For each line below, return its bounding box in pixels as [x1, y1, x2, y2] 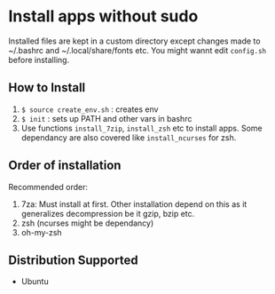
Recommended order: [8, 181, 89, 192]
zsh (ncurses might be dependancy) [20, 218, 154, 228]
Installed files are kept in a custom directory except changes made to [8, 36, 261, 46]
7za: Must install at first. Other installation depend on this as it [20, 198, 247, 210]
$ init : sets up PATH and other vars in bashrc [20, 113, 192, 123]
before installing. [8, 54, 70, 65]
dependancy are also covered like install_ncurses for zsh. [20, 131, 237, 143]
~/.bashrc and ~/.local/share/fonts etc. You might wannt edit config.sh [8, 44, 267, 55]
